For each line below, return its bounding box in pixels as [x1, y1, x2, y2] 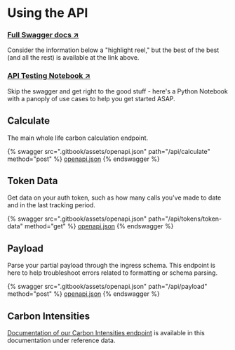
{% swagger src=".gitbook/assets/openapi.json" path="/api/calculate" [7, 147, 210, 155]
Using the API [7, 5, 88, 21]
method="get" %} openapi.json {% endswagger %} [24, 222, 174, 231]
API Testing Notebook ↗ [7, 71, 91, 81]
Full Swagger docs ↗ [7, 30, 79, 40]
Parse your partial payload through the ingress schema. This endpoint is [7, 261, 216, 270]
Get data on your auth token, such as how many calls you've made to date [7, 193, 222, 202]
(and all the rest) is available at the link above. [7, 53, 140, 62]
